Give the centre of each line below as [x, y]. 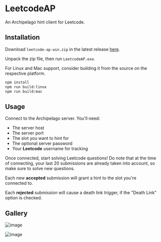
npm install [17, 82]
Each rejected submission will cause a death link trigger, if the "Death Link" [81, 193]
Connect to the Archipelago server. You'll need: [53, 118]
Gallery [16, 213]
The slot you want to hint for [40, 138]
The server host [28, 128]
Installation [22, 37]
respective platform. [25, 73]
